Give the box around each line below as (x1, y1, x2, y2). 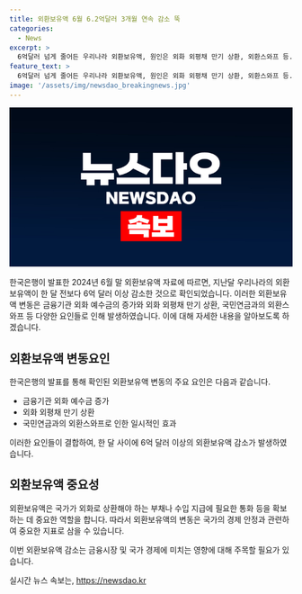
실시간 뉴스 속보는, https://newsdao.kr (9, 574, 147, 585)
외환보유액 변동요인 (9, 351, 111, 366)
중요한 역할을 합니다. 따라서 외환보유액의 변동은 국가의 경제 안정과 (35, 514, 266, 525)
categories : (9, 23, 54, 33)
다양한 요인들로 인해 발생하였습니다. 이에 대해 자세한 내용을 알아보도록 (35, 310, 280, 321)
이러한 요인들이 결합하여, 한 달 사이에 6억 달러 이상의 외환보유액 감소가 (9, 437, 256, 448)
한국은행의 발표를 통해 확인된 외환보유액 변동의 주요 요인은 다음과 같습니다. (9, 376, 271, 387)
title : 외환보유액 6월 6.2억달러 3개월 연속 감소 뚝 (9, 14, 181, 23)
